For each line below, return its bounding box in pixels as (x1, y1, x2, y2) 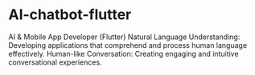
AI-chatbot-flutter (8, 6, 132, 24)
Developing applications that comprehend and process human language (8, 40, 248, 49)
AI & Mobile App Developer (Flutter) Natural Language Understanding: (8, 32, 241, 41)
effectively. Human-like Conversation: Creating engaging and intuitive (8, 49, 239, 58)
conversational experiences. (8, 57, 102, 67)
